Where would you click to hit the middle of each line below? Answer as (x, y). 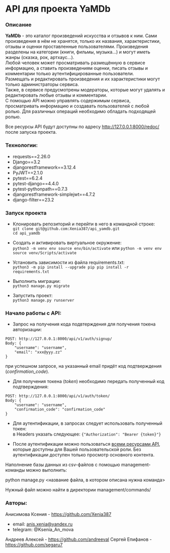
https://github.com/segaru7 (34, 544)
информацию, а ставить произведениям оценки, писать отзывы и (77, 68)
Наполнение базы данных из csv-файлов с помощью (63, 465)
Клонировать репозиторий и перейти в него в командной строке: (84, 224)
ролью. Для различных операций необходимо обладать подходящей (80, 111)
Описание (19, 25)
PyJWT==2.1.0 (28, 172)
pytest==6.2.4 (28, 178)
